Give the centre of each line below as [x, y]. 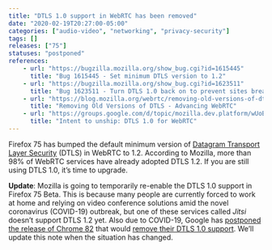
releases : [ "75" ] [38, 46]
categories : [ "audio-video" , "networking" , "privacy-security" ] [119, 31]
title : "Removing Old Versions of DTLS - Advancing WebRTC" [133, 106]
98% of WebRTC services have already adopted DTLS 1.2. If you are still [129, 161]
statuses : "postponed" [47, 53]
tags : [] [23, 38]
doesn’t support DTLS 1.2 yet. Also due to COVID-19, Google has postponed [135, 220]
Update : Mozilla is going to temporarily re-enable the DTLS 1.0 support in [130, 185]
